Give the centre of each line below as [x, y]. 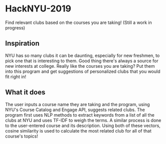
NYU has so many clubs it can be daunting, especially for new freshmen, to [83, 55]
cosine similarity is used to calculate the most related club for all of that [79, 131]
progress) [15, 27]
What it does [25, 92]
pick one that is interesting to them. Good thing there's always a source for [82, 61]
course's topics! [22, 136]
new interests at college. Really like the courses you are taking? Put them [80, 66]
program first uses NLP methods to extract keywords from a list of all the [80, 115]
